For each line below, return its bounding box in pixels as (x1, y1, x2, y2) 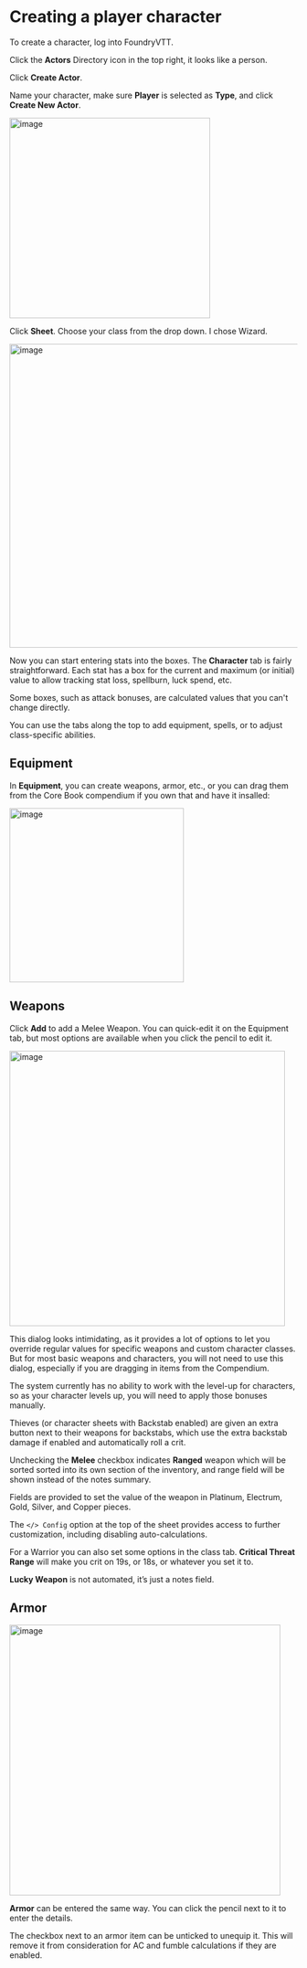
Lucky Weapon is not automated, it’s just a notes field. (9, 1573, 215, 1584)
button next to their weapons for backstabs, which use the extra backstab (9, 1427, 288, 1438)
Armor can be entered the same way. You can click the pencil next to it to (9, 1903, 287, 1914)
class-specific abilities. (9, 729, 96, 740)
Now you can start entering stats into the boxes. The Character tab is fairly (9, 655, 292, 666)
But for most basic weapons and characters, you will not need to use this (9, 1352, 284, 1363)
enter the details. (9, 1912, 73, 1924)
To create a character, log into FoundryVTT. (9, 37, 174, 48)
